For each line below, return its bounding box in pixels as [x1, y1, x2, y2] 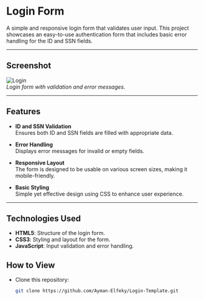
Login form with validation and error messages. [6, 83, 126, 90]
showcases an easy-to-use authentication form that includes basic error [6, 30, 187, 38]
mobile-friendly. [15, 172, 56, 179]
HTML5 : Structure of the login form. [15, 230, 105, 237]
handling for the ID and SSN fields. [6, 37, 93, 44]
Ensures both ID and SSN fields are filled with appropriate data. [15, 129, 174, 136]
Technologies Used [6, 213, 81, 223]
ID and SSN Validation [15, 123, 72, 130]
